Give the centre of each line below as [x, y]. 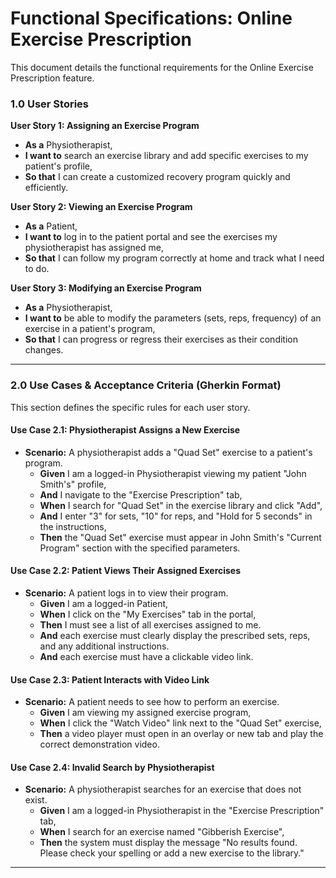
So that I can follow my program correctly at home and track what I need [174, 258]
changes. [44, 350]
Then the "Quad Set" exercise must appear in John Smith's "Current [180, 537]
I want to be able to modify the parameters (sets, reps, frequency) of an [173, 318]
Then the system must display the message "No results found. [168, 843]
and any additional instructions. [104, 646]
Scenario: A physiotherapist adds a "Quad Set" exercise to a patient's [168, 452]
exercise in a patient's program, [90, 329]
